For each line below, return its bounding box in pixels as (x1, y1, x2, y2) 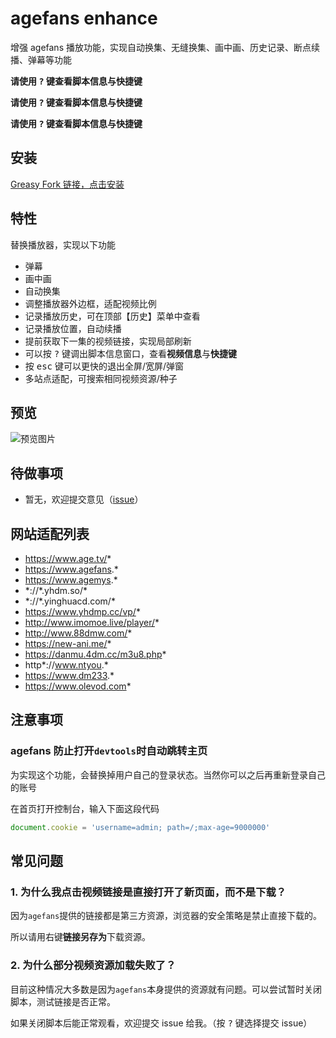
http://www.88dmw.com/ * (24, 627, 133, 639)
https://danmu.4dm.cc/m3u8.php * (24, 648, 167, 660)
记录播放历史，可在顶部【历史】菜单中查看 (24, 310, 201, 322)
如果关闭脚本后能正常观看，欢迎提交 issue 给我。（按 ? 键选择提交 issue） (10, 1017, 313, 1029)
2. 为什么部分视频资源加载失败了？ (10, 958, 177, 972)
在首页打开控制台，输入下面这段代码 (10, 802, 160, 814)
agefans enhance (10, 7, 158, 30)
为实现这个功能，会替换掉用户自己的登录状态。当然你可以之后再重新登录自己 (10, 768, 326, 781)
